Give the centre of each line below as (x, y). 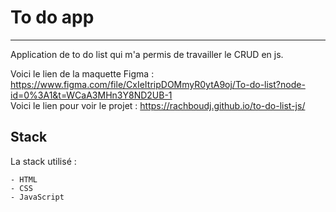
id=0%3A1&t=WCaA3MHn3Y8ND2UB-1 (91, 95)
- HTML (24, 179)
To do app (52, 17)
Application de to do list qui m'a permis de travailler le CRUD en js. (147, 54)
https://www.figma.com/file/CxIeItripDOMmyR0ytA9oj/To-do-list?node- (158, 84)
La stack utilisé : (43, 161)
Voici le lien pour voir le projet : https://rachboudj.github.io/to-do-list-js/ (158, 105)
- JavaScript (37, 197)
